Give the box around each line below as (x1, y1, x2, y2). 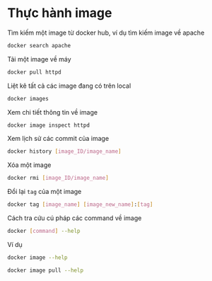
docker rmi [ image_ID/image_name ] (7, 175, 110, 182)
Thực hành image (7, 5, 112, 21)
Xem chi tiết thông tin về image (7, 108, 98, 116)
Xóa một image (7, 161, 52, 169)
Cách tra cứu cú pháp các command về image (7, 214, 142, 222)
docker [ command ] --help (7, 228, 81, 235)
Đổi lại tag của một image (7, 188, 82, 196)
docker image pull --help (7, 267, 83, 274)
